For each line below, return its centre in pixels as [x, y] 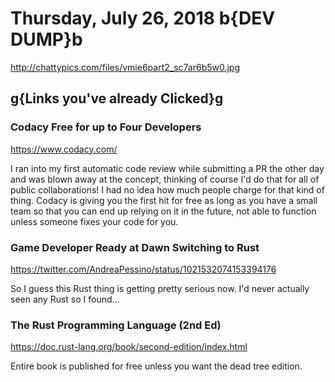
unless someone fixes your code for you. [94, 221]
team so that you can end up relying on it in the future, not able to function [163, 211]
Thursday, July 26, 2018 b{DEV [143, 18]
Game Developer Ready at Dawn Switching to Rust [135, 247]
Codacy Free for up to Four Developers [106, 127]
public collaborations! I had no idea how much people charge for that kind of [167, 189]
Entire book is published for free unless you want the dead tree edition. [156, 366]
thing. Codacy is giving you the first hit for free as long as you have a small [164, 200]
